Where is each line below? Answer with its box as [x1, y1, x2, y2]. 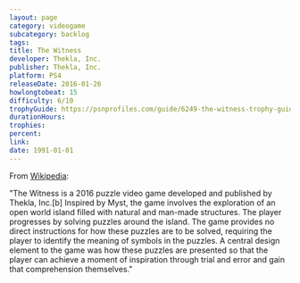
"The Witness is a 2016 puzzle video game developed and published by [9, 187, 272, 198]
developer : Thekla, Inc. [9, 54, 102, 63]
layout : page [9, 12, 58, 22]
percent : [9, 129, 42, 138]
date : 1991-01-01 [9, 146, 74, 154]
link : [9, 137, 29, 146]
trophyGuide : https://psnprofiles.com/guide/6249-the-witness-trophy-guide [9, 104, 297, 113]
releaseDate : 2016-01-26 [9, 79, 102, 88]
